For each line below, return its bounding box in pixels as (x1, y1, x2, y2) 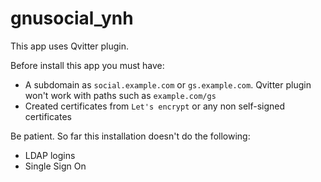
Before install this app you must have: (10, 59, 165, 71)
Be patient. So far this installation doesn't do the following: (10, 130, 251, 142)
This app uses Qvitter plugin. (10, 40, 130, 52)
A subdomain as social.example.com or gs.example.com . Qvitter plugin (24, 78, 312, 91)
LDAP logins (24, 149, 76, 161)
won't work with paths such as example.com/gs (24, 89, 217, 101)
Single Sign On (24, 160, 87, 172)
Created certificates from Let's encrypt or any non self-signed (24, 100, 286, 112)
